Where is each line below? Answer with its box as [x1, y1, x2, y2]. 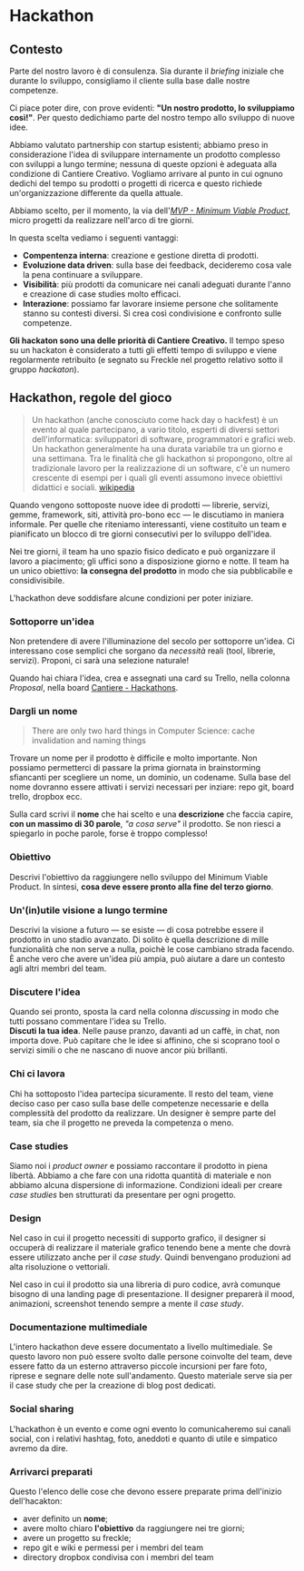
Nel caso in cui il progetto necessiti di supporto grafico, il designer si [9, 1232, 266, 1243]
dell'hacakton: [9, 1496, 63, 1507]
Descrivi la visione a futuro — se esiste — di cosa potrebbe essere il [9, 925, 264, 935]
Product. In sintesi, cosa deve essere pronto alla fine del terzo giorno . [9, 881, 274, 892]
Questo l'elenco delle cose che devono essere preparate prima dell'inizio [9, 1486, 282, 1497]
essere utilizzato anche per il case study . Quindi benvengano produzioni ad [9, 1252, 292, 1262]
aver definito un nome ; [22, 1513, 109, 1525]
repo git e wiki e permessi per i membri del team [22, 1542, 204, 1553]
